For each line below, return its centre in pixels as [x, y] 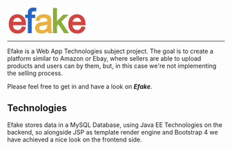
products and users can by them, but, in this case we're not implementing [112, 66]
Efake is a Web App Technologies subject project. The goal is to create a [110, 51]
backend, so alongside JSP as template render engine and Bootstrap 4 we [113, 132]
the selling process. [35, 73]
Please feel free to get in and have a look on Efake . [80, 87]
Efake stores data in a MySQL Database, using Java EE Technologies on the [115, 125]
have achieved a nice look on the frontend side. [75, 139]
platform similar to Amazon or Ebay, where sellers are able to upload [104, 58]
